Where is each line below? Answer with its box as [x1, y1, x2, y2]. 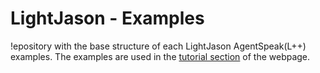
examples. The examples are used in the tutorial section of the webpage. [10, 50, 311, 62]
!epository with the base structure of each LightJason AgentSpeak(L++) [10, 40, 307, 52]
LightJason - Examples [10, 7, 205, 30]
